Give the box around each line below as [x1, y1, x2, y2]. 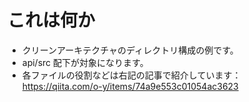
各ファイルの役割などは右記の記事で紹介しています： [21, 69, 242, 81]
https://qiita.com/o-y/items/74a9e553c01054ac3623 [21, 80, 239, 92]
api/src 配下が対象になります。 [21, 56, 149, 68]
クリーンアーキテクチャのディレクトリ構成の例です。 [21, 44, 239, 56]
